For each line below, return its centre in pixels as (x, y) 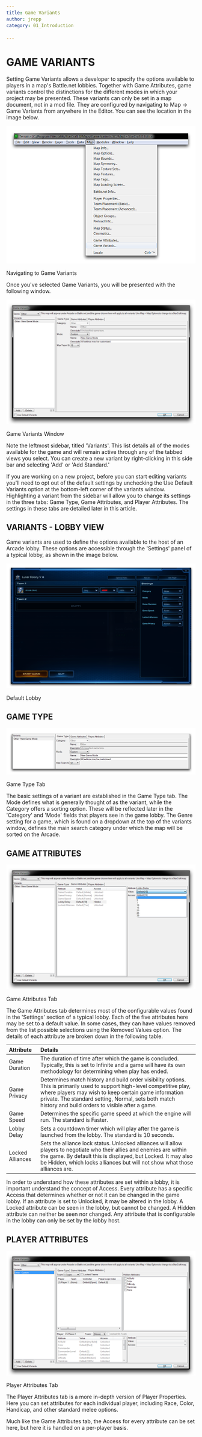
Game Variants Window (35, 434)
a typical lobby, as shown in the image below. (62, 555)
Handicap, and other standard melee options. (62, 1409)
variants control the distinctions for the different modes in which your (92, 92)
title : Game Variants (33, 13)
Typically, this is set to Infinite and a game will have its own (113, 1064)
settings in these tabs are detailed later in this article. (72, 509)
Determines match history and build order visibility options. (113, 1080)
